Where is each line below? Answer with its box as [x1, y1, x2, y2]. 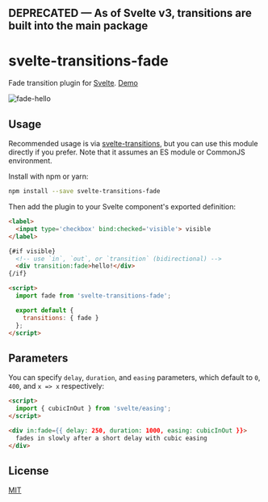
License [8, 464, 49, 478]
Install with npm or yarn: [8, 171, 89, 181]
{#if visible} [8, 247, 57, 255]
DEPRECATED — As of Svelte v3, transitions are [8, 6, 253, 20]
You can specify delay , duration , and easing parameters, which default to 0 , [8, 373, 261, 382]
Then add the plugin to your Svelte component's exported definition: [8, 202, 237, 212]
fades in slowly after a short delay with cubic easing [15, 434, 207, 442]
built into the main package [8, 19, 149, 33]
